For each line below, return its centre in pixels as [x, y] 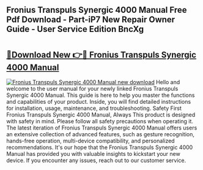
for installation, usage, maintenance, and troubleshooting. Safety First [94, 108]
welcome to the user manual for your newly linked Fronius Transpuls [92, 89]
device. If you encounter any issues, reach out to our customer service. [96, 160]
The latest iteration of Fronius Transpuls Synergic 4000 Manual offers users [102, 128]
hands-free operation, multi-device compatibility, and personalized [91, 141]
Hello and [168, 82]
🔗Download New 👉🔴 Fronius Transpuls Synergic [102, 55]
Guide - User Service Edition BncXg [75, 29]
